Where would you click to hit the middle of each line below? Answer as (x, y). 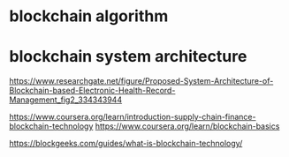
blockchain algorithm (89, 16)
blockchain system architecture (128, 57)
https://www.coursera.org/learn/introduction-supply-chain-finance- (133, 117)
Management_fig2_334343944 (65, 100)
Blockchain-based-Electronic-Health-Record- (92, 91)
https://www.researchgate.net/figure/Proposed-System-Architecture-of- (141, 81)
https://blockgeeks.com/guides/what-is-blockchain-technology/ (126, 144)
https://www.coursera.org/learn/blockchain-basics (187, 126)
